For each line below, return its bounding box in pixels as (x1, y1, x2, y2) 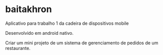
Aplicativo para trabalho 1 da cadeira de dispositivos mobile (5, 20, 129, 26)
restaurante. (5, 45, 31, 51)
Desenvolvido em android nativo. (5, 30, 74, 36)
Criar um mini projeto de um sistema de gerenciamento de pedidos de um (5, 39, 158, 46)
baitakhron (5, 4, 52, 15)
